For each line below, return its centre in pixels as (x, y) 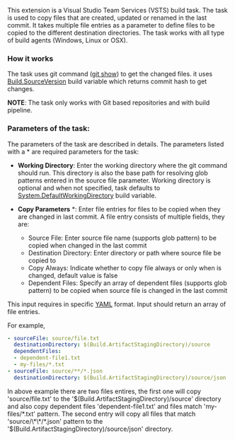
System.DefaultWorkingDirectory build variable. (87, 195)
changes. (21, 89)
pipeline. (20, 110)
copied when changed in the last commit (87, 245)
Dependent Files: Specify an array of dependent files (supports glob (127, 283)
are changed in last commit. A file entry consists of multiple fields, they (121, 216)
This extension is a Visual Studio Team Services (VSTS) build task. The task (117, 10)
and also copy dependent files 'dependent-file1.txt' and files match (105, 406)
